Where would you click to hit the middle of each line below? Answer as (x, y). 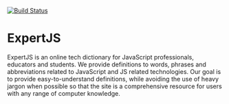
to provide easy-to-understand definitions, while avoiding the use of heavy (113, 79)
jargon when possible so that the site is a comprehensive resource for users (115, 86)
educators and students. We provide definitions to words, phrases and (107, 64)
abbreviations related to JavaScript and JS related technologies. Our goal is (114, 71)
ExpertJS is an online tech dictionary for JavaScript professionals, (100, 57)
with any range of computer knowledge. (64, 93)
